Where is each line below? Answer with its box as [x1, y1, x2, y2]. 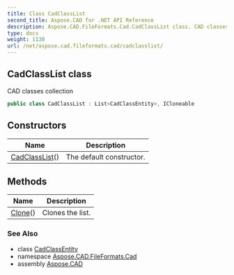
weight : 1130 [7, 36, 45, 43]
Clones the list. [42, 208, 91, 218]
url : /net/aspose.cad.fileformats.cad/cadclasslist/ [7, 42, 164, 49]
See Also [7, 229, 38, 239]
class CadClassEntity [17, 244, 79, 253]
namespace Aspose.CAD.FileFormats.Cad [17, 252, 137, 260]
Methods [7, 175, 47, 187]
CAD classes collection [7, 86, 74, 95]
